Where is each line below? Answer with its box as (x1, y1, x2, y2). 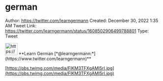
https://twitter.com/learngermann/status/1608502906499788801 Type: (5, 28, 149, 34)
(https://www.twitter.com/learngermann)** (5, 56, 92, 61)
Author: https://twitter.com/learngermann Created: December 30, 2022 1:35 (5, 18, 159, 23)
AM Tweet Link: (5, 22, 37, 28)
